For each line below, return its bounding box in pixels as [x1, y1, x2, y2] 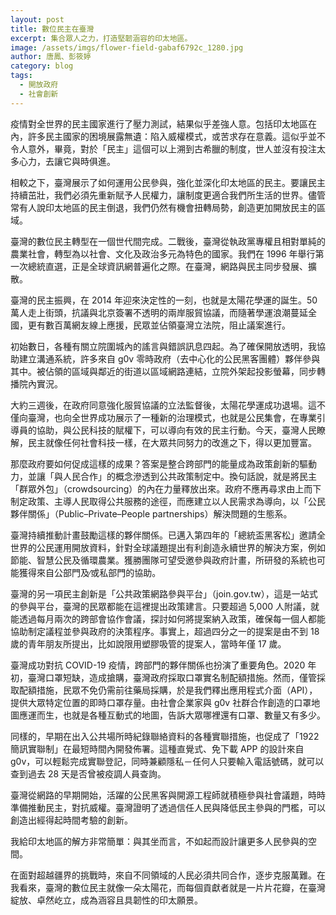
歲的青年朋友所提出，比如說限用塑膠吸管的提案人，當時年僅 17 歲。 [10, 637, 287, 650]
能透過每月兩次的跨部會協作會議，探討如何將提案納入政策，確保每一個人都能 [10, 612, 326, 625]
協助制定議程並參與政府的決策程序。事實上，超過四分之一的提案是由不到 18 [10, 625, 320, 637]
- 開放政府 [19, 80, 59, 90]
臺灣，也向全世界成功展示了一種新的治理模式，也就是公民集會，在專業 [27, 411, 317, 423]
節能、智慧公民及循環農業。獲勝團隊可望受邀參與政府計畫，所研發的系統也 [10, 554, 317, 566]
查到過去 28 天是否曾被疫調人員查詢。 [10, 767, 167, 780]
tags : [10, 71, 33, 81]
